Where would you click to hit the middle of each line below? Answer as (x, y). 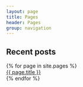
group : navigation (29, 28)
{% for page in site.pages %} (41, 66)
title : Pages (22, 17)
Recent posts (31, 51)
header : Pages (24, 22)
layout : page (22, 11)
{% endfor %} (23, 78)
